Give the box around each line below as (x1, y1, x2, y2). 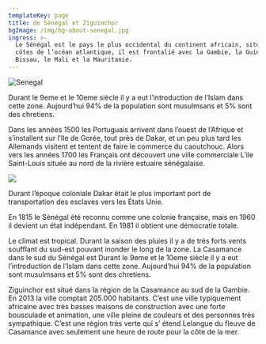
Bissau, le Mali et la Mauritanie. (15, 56, 133, 64)
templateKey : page (8, 11, 69, 20)
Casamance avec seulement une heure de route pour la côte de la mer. (8, 327, 240, 336)
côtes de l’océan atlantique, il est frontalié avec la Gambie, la (15, 48, 243, 56)
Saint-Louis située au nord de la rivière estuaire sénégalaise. (8, 158, 206, 168)
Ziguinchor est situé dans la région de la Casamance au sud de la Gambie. (8, 285, 250, 294)
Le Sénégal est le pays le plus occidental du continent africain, (15, 41, 243, 49)
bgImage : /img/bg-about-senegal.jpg (8, 26, 129, 34)
